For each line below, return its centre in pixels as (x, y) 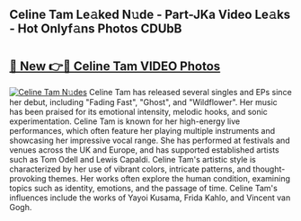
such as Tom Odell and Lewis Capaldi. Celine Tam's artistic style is (133, 159)
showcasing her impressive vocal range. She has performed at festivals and (150, 140)
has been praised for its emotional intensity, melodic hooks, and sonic (138, 112)
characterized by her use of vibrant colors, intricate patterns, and (130, 169)
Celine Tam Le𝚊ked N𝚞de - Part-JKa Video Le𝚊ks (150, 15)
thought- (269, 169)
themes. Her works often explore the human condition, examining (169, 178)
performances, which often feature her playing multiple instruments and (142, 131)
